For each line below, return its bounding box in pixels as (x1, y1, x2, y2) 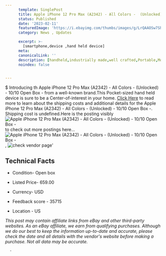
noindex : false (18, 62, 50, 67)
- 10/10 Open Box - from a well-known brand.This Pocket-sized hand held (5, 90, 155, 96)
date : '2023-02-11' (18, 21, 58, 26)
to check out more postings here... (5, 127, 76, 132)
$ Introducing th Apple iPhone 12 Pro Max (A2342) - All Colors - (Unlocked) (5, 85, 159, 90)
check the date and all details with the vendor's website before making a (5, 233, 154, 239)
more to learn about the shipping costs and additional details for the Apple (5, 100, 157, 106)
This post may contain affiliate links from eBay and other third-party (5, 217, 145, 223)
